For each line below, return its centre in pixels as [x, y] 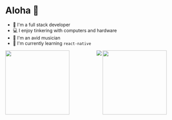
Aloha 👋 [22, 11]
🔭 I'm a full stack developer [41, 25]
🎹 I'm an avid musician [36, 37]
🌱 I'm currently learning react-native [52, 43]
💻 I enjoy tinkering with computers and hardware [65, 30]
